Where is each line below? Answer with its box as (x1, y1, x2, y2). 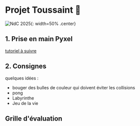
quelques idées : (5, 75, 39, 81)
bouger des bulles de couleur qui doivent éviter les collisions (12, 84, 135, 90)
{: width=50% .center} (30, 21, 76, 26)
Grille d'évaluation (5, 114, 62, 123)
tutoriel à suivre (5, 48, 37, 53)
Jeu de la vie (12, 100, 38, 106)
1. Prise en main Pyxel (5, 35, 73, 43)
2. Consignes (5, 62, 47, 71)
